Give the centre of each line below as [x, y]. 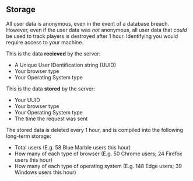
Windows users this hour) [45, 172]
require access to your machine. [45, 42]
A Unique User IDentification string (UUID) [65, 65]
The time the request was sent [51, 119]
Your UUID [27, 100]
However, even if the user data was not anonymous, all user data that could [97, 30]
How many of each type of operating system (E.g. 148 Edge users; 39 [98, 166]
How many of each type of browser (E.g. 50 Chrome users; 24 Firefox [98, 154]
